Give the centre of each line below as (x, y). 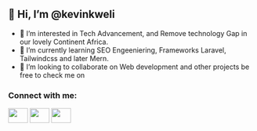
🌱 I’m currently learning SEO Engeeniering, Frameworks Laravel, (123, 50)
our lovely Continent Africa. (63, 42)
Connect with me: (43, 95)
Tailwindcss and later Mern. (64, 58)
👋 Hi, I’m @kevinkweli (62, 15)
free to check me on (52, 75)
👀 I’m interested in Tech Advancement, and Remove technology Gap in (133, 33)
